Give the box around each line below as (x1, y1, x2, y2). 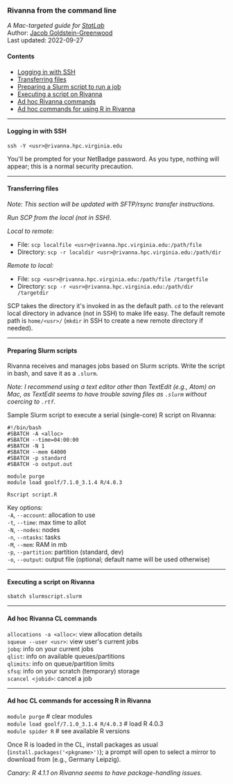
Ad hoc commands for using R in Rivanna (17, 104, 135, 113)
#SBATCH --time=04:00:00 (7, 437, 79, 444)
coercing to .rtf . (7, 397, 56, 406)
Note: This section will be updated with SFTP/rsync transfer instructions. (7, 200, 215, 208)
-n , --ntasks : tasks (7, 533, 61, 541)
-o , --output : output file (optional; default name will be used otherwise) (7, 555, 210, 563)
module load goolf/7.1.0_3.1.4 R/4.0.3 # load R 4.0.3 (7, 719, 164, 728)
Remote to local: (7, 261, 54, 269)
